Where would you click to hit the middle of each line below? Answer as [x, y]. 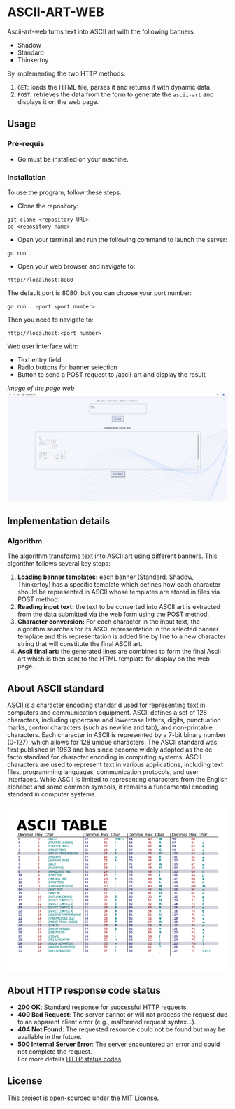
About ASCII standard [56, 688]
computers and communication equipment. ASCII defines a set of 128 [107, 713]
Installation [27, 177]
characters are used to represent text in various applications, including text [115, 765]
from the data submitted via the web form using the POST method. [113, 614]
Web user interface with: [43, 346]
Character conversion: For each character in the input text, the [109, 622]
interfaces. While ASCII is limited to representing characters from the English [117, 780]
